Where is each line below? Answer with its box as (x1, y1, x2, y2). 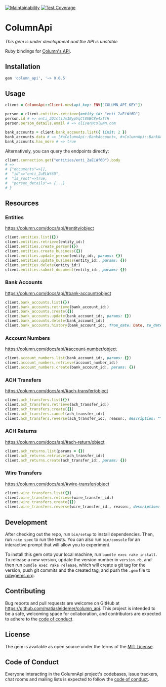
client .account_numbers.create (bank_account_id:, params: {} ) (5, 365, 136, 370)
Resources (5, 199, 39, 208)
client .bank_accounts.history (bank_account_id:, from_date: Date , (5, 323, 145, 328)
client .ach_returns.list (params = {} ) (5, 449, 85, 454)
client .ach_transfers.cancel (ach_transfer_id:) (5, 411, 105, 416)
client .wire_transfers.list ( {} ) (5, 490, 72, 495)
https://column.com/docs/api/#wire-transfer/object (5, 481, 110, 487)
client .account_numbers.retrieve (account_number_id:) (5, 360, 119, 365)
